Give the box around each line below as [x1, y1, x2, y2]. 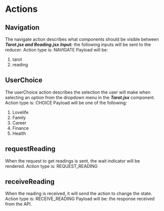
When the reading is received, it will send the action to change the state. [5, 191, 152, 197]
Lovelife [12, 109, 29, 115]
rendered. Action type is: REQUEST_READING [5, 163, 98, 169]
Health [12, 130, 26, 136]
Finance [12, 125, 29, 131]
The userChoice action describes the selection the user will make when [5, 89, 151, 95]
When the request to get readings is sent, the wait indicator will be [5, 158, 140, 164]
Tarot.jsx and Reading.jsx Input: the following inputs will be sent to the [5, 42, 151, 48]
